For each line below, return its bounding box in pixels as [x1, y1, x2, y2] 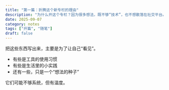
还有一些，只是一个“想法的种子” [12, 69, 80, 75]
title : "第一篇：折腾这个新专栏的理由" [5, 7, 79, 13]
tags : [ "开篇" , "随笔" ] [5, 26, 52, 31]
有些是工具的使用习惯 [12, 56, 57, 62]
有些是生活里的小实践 [12, 63, 57, 68]
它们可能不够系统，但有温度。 [5, 79, 67, 85]
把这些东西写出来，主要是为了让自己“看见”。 [5, 46, 98, 51]
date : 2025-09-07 [5, 17, 42, 22]
